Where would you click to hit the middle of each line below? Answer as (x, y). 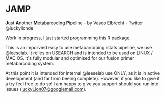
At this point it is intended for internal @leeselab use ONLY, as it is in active (83, 73)
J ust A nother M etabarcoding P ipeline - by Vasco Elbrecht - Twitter (74, 23)
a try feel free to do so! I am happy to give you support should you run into (82, 84)
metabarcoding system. (30, 63)
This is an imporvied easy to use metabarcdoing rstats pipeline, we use (79, 47)
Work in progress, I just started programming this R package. (68, 38)
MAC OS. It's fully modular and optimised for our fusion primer (70, 58)
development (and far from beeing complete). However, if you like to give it (82, 78)
